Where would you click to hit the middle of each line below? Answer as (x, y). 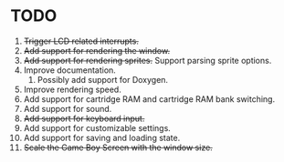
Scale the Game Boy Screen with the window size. (118, 147)
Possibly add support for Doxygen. (102, 79)
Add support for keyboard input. (84, 118)
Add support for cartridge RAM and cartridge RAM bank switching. (149, 99)
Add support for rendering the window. (97, 50)
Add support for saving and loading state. (102, 137)
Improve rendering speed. (72, 89)
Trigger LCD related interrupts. (81, 41)
